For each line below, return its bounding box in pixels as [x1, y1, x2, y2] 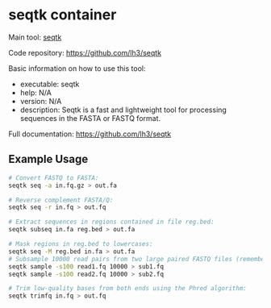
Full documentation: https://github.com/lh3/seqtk [8, 129, 172, 139]
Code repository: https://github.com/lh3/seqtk [8, 48, 162, 57]
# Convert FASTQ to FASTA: [8, 173, 99, 182]
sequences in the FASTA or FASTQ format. [19, 113, 161, 123]
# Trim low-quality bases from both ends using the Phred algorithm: [8, 285, 248, 293]
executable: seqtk [19, 79, 80, 89]
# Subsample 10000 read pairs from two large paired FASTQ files [8, 255, 232, 263]
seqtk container [8, 6, 117, 24]
